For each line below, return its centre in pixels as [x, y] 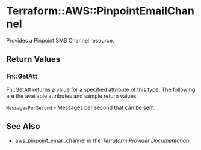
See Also [23, 126]
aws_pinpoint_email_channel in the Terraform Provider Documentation [102, 141]
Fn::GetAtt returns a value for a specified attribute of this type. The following [101, 89]
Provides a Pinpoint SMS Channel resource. [60, 40]
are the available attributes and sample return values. [72, 96]
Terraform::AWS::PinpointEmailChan [100, 11]
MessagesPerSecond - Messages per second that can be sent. [81, 107]
